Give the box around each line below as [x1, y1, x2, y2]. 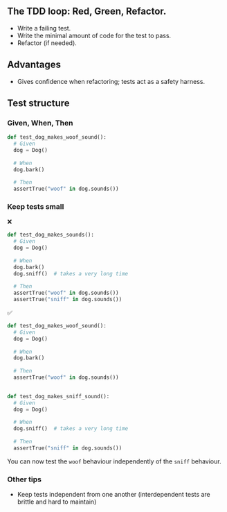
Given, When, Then [7, 118, 73, 128]
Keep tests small [7, 202, 64, 212]
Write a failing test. [17, 24, 71, 32]
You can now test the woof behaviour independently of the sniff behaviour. [7, 457, 221, 466]
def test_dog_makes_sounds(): [7, 232, 95, 239]
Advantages [7, 59, 61, 71]
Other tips [7, 475, 42, 484]
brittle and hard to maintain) [17, 497, 97, 506]
